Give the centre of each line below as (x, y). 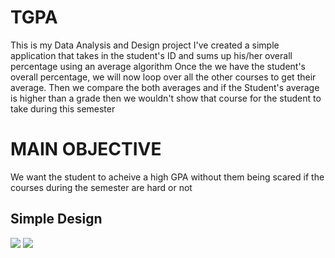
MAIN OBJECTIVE (86, 149)
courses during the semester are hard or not (101, 187)
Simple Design (56, 219)
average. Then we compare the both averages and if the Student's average (165, 87)
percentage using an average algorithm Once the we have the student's (158, 66)
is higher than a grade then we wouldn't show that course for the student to (166, 98)
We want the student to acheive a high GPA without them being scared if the (167, 177)
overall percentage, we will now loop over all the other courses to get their (163, 77)
